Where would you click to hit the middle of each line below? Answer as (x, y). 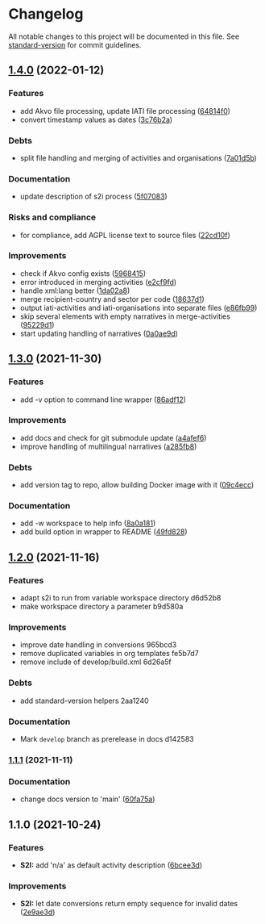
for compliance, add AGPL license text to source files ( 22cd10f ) (125, 235)
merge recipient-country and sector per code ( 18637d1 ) (112, 299)
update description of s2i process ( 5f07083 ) (93, 197)
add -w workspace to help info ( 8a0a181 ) (88, 523)
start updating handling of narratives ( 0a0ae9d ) (99, 333)
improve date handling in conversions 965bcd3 (98, 645)
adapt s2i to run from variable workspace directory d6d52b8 (120, 598)
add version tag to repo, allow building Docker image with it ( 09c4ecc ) (137, 485)
